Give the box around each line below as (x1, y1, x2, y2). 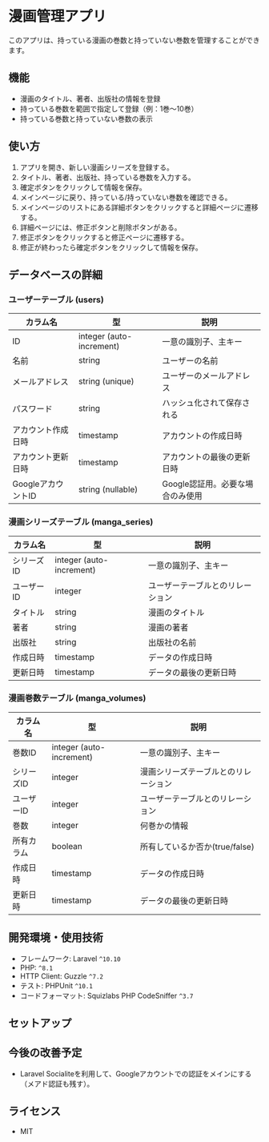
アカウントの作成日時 (162, 430, 243, 441)
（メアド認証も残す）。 (19, 1079, 94, 1088)
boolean (51, 840, 82, 851)
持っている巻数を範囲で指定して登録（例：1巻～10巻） (19, 103, 199, 113)
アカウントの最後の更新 (162, 452, 251, 463)
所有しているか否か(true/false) (139, 841, 255, 852)
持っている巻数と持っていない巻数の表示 (19, 114, 154, 123)
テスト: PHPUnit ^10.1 (19, 980, 94, 990)
